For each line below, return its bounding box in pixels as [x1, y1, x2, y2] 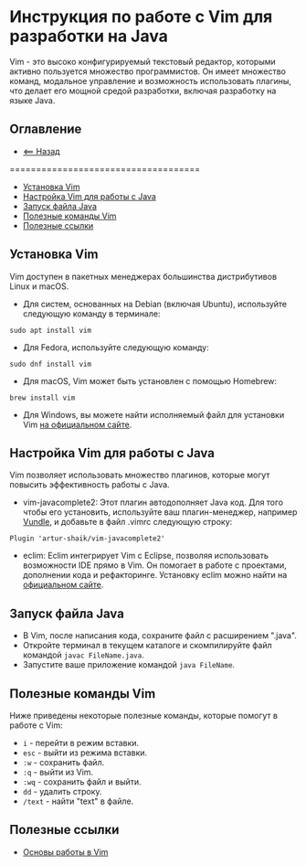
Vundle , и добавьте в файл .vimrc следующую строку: [22, 517, 233, 528]
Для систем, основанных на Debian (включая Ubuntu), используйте [22, 298, 288, 309]
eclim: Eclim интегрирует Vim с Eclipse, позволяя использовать [22, 551, 269, 561]
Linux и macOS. [9, 281, 69, 292]
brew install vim [9, 393, 76, 402]
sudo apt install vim [9, 326, 92, 335]
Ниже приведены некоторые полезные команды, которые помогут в [9, 711, 279, 721]
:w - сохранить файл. [22, 757, 105, 767]
